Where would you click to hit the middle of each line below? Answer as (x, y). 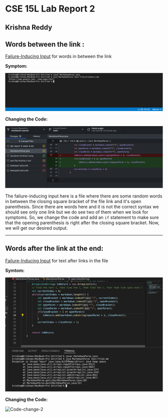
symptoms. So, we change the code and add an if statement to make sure (82, 217)
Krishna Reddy (29, 27)
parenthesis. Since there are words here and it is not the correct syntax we (82, 206)
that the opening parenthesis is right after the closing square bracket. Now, (82, 223)
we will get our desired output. (36, 228)
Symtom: (15, 270)
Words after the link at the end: (54, 248)
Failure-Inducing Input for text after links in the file (57, 260)
